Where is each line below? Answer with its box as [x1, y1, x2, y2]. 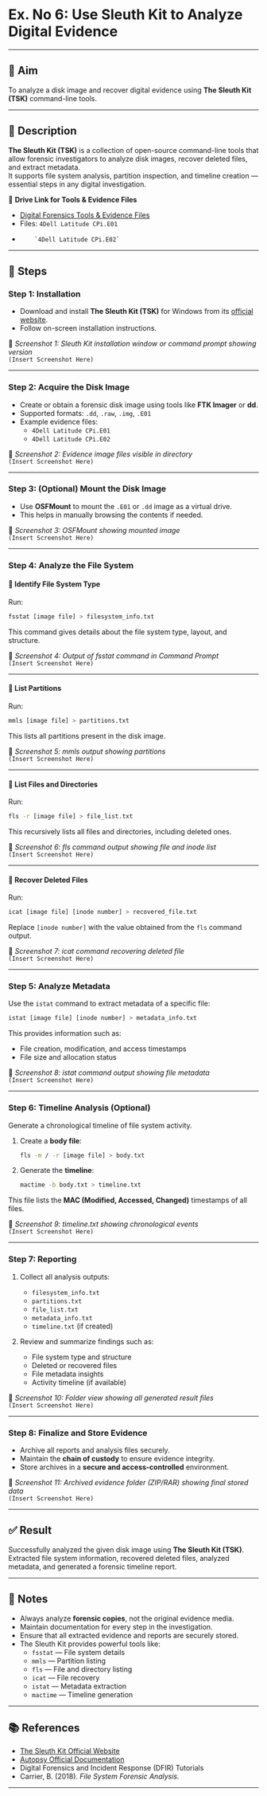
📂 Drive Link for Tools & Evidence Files [8, 194, 137, 204]
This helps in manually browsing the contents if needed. [19, 510, 203, 520]
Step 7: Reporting [8, 1253, 77, 1265]
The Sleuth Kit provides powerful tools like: [19, 1639, 161, 1649]
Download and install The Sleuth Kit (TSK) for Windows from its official [19, 307, 253, 316]
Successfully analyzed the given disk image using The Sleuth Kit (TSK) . [8, 1544, 245, 1555]
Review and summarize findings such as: [19, 1336, 154, 1346]
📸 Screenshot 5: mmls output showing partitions [8, 747, 166, 756]
